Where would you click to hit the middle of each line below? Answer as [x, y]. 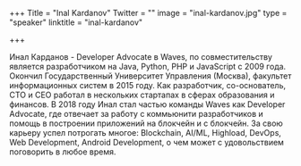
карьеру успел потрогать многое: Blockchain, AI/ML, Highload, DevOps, [146, 133]
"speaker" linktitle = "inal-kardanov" [76, 22]
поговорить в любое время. [63, 152]
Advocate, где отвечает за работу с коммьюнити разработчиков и [137, 114]
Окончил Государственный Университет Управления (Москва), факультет [150, 76]
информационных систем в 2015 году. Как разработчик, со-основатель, [148, 85]
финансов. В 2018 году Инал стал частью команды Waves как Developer [147, 104]
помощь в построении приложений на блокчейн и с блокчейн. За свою [146, 123]
